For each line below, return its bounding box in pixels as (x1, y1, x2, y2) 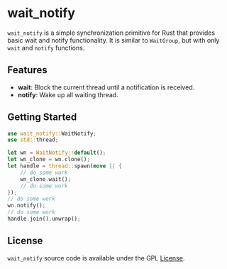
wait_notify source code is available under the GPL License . (7, 253, 185, 262)
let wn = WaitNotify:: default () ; (7, 149, 106, 157)
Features (7, 64, 48, 76)
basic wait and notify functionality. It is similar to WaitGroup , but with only (7, 35, 220, 44)
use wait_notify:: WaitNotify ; (7, 130, 97, 137)
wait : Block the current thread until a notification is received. (17, 83, 195, 92)
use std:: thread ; (7, 136, 59, 143)
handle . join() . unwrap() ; (7, 215, 81, 223)
